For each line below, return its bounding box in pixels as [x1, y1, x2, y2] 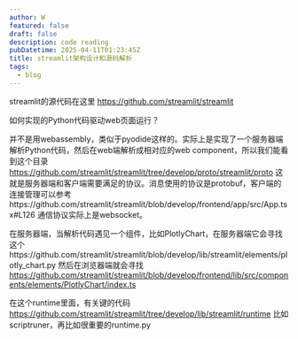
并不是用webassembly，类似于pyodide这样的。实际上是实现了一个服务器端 [9, 134, 284, 144]
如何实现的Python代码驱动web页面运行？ [9, 114, 160, 125]
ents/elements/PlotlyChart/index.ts [9, 279, 137, 289]
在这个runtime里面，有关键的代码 [9, 297, 131, 308]
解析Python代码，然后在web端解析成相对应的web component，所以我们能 [9, 144, 281, 155]
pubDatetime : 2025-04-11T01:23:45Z [9, 46, 141, 55]
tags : [9, 63, 29, 72]
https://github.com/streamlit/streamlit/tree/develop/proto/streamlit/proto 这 [9, 166, 284, 177]
